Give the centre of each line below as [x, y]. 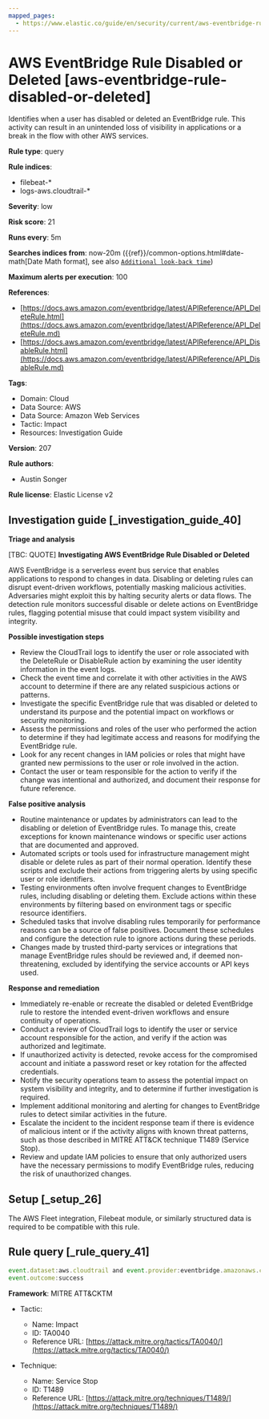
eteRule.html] [42, 316]
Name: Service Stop [65, 1381]
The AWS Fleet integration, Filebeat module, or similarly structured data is [130, 1219]
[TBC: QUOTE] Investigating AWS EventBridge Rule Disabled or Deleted [129, 555]
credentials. [39, 1072]
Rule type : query [36, 151]
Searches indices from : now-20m [65, 253]
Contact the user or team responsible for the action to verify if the [128, 772]
